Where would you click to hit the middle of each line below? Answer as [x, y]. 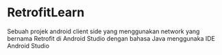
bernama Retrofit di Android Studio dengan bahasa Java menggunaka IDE [111, 38]
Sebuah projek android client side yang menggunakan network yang [103, 31]
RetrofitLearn [46, 13]
